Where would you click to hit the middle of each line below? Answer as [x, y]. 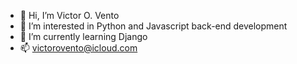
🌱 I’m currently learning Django [83, 36]
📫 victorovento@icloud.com [78, 48]
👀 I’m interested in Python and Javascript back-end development [153, 26]
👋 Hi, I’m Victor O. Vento [69, 15]
